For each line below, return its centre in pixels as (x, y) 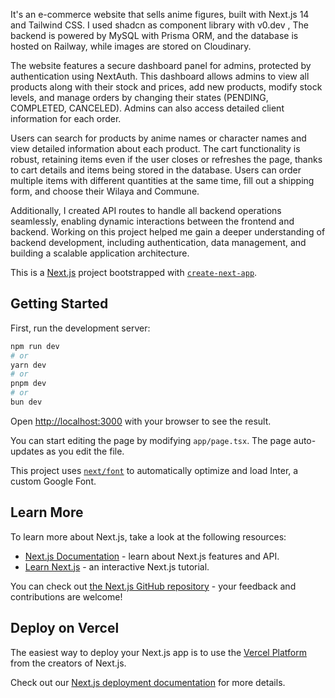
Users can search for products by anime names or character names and (158, 138)
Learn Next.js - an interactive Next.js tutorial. (117, 566)
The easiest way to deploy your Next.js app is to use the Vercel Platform (159, 652)
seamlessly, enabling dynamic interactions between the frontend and (152, 221)
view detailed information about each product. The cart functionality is (155, 148)
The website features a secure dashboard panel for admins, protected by (161, 65)
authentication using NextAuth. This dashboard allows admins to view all (160, 76)
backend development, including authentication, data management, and (158, 242)
